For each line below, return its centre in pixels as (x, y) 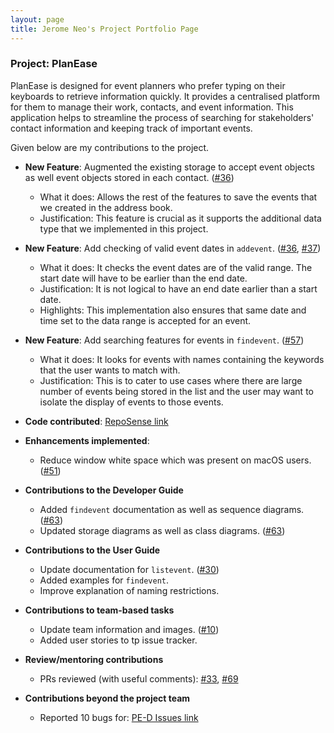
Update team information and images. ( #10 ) (129, 629)
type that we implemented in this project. (124, 228)
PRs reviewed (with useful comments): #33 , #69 (139, 678)
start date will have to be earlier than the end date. (143, 278)
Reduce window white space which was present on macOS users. (175, 460)
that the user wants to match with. (110, 370)
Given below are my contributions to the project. (110, 147)
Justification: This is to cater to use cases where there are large (171, 380)
